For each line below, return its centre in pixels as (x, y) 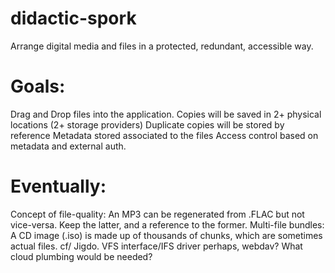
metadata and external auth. (68, 146)
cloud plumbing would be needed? (81, 256)
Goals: (38, 86)
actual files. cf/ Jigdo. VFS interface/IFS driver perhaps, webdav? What (156, 246)
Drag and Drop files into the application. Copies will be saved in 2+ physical (166, 114)
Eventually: (58, 186)
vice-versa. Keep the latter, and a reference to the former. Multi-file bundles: (167, 224)
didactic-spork (73, 18)
